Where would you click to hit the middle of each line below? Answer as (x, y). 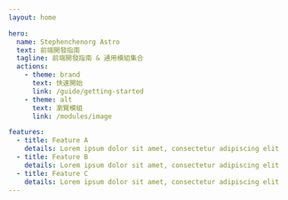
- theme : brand (52, 75)
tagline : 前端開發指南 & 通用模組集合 (80, 59)
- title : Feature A (52, 140)
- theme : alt (48, 100)
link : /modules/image (72, 116)
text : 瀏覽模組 (57, 108)
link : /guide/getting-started (88, 91)
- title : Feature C (52, 173)
